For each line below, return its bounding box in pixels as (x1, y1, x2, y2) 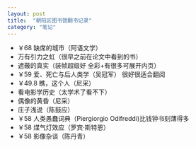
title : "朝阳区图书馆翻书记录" (7, 17, 92, 24)
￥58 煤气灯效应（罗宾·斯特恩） (17, 123, 110, 131)
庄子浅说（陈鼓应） (17, 105, 74, 114)
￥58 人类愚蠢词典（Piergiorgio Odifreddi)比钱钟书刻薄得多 (17, 114, 190, 123)
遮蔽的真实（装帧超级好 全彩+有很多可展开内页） (17, 61, 161, 70)
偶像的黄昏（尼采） (17, 97, 74, 105)
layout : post (7, 10, 46, 18)
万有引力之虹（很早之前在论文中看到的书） (17, 52, 142, 61)
